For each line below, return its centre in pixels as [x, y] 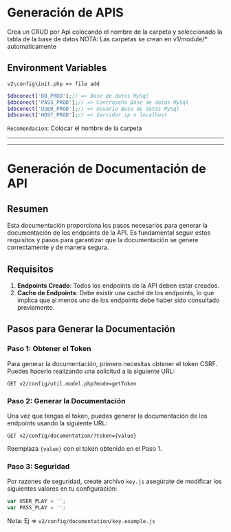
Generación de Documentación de [107, 169]
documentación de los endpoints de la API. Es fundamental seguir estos [109, 233]
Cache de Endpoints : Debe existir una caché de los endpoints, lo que [115, 293]
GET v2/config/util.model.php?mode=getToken [72, 383]
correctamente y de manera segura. [58, 247]
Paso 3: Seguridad [38, 466]
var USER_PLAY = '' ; [37, 501]
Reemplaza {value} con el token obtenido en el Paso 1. [85, 449]
